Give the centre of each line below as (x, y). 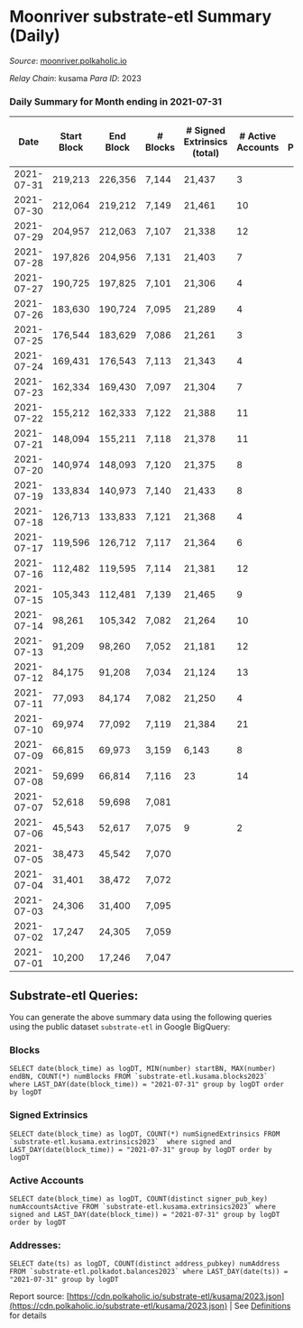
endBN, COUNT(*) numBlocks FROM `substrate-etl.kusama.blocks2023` (139, 1077)
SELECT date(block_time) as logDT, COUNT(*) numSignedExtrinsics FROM (145, 1134)
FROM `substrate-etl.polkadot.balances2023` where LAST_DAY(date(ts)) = (149, 1272)
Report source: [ (40, 1296)
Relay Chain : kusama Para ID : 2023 (75, 78)
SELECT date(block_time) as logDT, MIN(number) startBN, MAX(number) (143, 1069)
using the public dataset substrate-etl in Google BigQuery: (120, 1027)
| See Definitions (260, 1306)
